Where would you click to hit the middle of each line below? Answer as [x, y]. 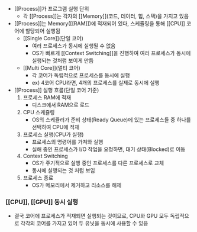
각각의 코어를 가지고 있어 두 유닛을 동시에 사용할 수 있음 [84, 223]
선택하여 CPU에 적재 [56, 127]
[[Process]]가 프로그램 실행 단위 [51, 9]
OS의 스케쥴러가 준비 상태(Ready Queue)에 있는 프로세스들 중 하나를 [112, 120]
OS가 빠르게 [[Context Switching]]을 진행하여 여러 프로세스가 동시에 [111, 53]
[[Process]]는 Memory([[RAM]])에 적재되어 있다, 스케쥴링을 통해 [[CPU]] [100, 23]
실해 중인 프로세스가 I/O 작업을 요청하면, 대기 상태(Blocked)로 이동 [109, 149]
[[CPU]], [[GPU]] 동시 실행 [42, 202]
